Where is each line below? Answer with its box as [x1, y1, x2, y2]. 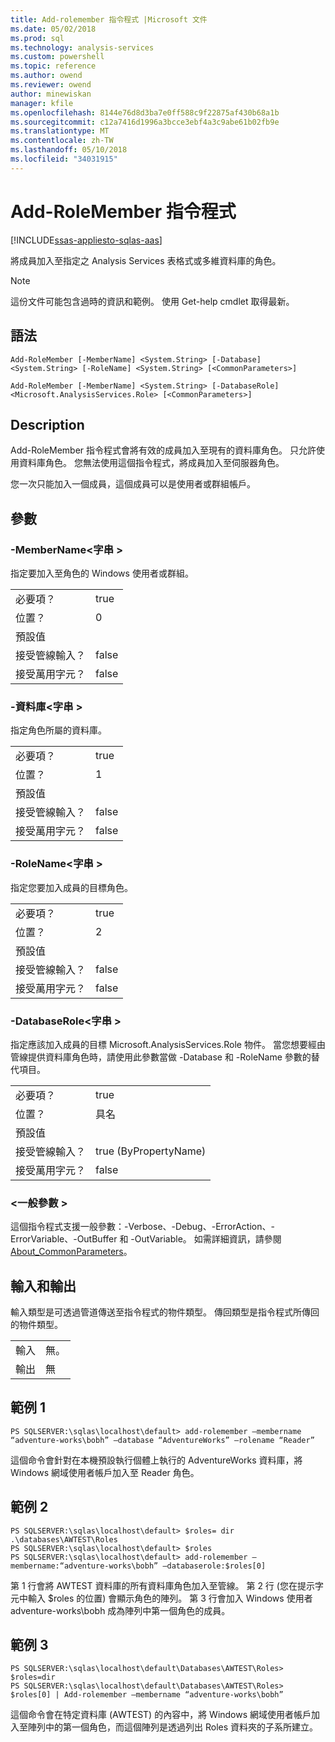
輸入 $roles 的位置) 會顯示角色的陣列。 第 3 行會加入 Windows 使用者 [27, 1592, 313, 1604]
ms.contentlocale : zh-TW [10, 136, 114, 146]
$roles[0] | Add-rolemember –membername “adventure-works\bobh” [10, 1690, 284, 1700]
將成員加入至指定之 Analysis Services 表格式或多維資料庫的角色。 [10, 254, 282, 266]
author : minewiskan [10, 89, 92, 99]
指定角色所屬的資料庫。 [10, 724, 107, 736]
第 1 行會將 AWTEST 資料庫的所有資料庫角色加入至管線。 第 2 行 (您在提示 [10, 1579, 315, 1591]
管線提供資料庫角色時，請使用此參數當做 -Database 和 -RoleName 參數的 [10, 1051, 312, 1063]
